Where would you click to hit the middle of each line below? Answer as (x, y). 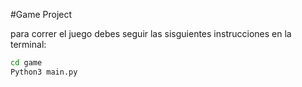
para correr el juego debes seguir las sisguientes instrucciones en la (151, 33)
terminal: (28, 44)
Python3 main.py (44, 72)
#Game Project (41, 14)
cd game (26, 63)
